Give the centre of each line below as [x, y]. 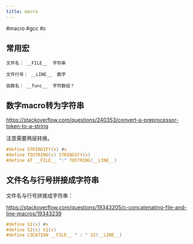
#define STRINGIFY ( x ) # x [36, 150]
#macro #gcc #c [26, 28]
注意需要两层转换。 [29, 138]
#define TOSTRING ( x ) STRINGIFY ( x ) [49, 155]
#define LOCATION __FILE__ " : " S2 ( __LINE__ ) [64, 235]
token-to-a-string [27, 126]
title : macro [22, 11]
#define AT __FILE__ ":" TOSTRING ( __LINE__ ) [61, 161]
